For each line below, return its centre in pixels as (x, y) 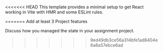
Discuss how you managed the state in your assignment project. (70, 31)
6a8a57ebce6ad (107, 45)
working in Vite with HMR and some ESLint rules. (54, 12)
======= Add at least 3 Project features (46, 21)
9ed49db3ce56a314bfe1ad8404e (124, 40)
